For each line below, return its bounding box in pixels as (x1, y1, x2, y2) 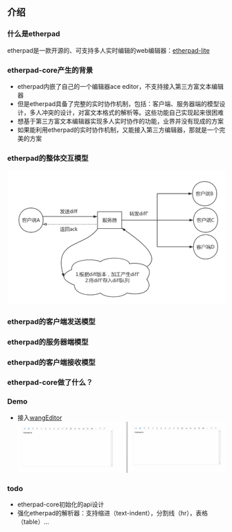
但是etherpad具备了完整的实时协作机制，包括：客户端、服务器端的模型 (17, 99, 220, 108)
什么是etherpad (7, 29, 60, 39)
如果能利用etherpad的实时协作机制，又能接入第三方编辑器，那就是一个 (17, 126, 220, 134)
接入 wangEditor (17, 413, 62, 422)
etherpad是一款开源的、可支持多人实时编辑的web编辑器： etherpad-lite (7, 46, 210, 54)
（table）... (17, 517, 50, 526)
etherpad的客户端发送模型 (7, 316, 96, 326)
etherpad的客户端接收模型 (7, 357, 96, 367)
